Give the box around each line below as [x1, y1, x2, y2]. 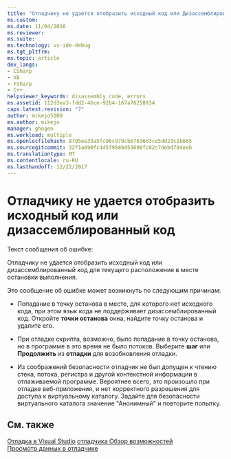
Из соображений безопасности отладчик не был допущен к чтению [16, 362, 217, 371]
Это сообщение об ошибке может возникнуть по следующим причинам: [7, 286, 221, 294]
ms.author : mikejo [7, 118, 60, 126]
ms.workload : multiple [7, 131, 72, 138]
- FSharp [7, 80, 32, 87]
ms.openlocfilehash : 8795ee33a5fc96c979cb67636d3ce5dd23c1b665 [7, 138, 192, 145]
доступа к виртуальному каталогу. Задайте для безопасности [16, 392, 201, 400]
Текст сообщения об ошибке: [7, 245, 93, 253]
